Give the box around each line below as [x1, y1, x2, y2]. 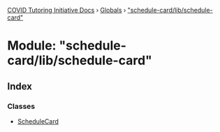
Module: [7, 38, 57, 54]
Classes [7, 101, 36, 111]
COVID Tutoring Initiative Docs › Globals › [7, 6, 126, 14]
